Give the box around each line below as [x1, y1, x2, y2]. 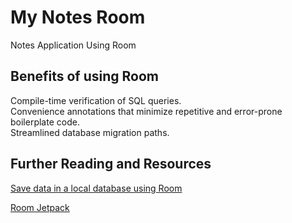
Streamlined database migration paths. [10, 126, 170, 138]
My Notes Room [10, 6, 146, 29]
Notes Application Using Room [10, 39, 137, 51]
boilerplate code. [10, 116, 80, 128]
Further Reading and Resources [10, 156, 212, 173]
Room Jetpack [10, 201, 70, 213]
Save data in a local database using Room [10, 182, 183, 194]
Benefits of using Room [10, 68, 159, 85]
